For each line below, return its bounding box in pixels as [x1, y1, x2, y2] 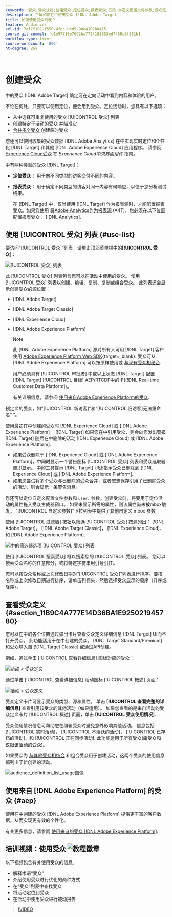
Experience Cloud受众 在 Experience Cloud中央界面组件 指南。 [5, 150, 138, 157]
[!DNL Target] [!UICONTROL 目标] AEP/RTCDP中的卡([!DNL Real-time [12, 377, 160, 383]
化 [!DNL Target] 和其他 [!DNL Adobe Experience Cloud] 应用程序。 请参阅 [5, 144, 162, 150]
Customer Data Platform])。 [12, 383, 72, 390]
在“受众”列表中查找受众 [12, 883, 62, 889]
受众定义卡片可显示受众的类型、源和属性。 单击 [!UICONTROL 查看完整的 [5, 698, 160, 705]
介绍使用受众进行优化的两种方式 [12, 876, 80, 883]
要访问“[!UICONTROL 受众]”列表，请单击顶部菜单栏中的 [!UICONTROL [5, 245, 153, 251]
